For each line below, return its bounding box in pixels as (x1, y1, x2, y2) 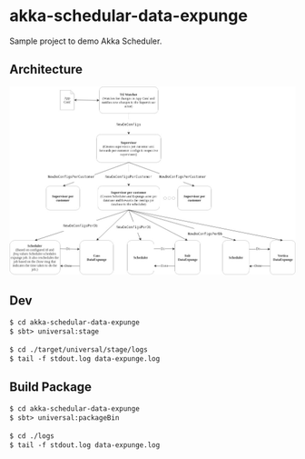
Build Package (9, 379, 93, 394)
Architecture (9, 62, 84, 77)
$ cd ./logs (9, 432, 54, 441)
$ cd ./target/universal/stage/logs (9, 345, 148, 354)
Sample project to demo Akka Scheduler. (9, 35, 162, 46)
